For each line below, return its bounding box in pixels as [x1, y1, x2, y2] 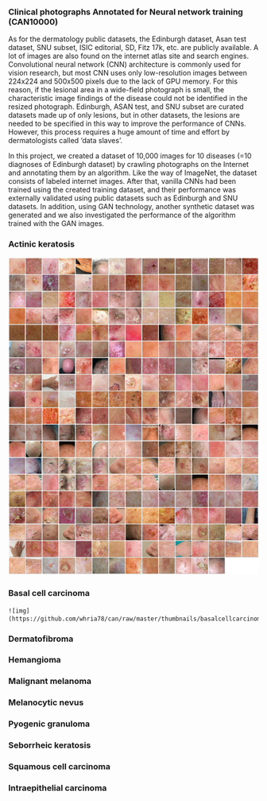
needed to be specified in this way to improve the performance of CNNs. [8, 119, 246, 129]
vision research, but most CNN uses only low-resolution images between [8, 68, 248, 78]
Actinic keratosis [8, 239, 75, 250]
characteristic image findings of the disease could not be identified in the [8, 94, 248, 103]
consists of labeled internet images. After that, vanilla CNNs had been [8, 177, 237, 186]
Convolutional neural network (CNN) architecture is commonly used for [8, 60, 242, 69]
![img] [8, 607, 30, 615]
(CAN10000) [8, 16, 58, 27]
